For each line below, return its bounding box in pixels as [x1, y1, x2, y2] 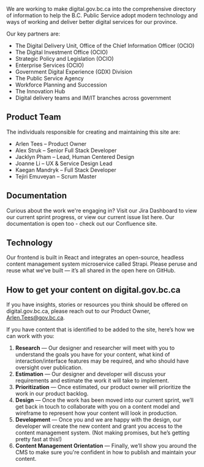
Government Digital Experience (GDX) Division [15, 68, 133, 75]
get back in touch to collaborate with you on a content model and [15, 403, 180, 411]
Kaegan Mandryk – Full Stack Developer [15, 166, 116, 174]
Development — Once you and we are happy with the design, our [15, 416, 182, 423]
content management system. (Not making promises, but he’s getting [15, 429, 190, 436]
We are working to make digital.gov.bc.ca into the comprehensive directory [6, 6, 196, 12]
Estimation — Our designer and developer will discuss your [15, 371, 167, 378]
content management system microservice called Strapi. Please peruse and [6, 260, 197, 268]
